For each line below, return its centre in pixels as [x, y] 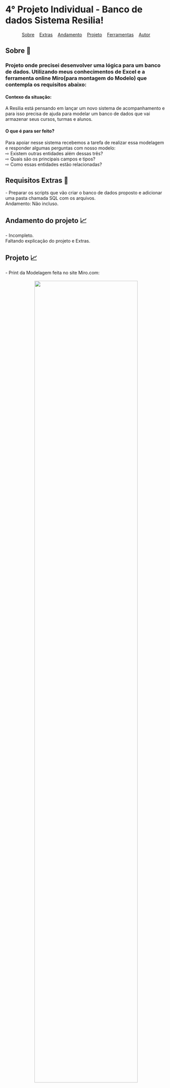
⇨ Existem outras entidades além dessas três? [54, 153]
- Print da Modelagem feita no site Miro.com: [52, 273]
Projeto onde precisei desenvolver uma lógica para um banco [83, 65]
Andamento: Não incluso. [32, 204]
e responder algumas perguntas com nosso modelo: [60, 148]
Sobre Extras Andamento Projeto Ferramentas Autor [86, 34]
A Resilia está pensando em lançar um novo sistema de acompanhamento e [85, 108]
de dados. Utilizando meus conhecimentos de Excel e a [75, 72]
